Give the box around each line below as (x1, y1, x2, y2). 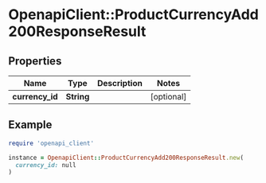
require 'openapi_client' (8, 139, 94, 147)
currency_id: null (15, 161, 77, 169)
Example (8, 118, 53, 132)
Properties (8, 54, 62, 68)
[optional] (150, 91, 187, 102)
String (65, 91, 90, 102)
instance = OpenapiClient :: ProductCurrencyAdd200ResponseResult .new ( (8, 154, 244, 162)
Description (96, 78, 143, 88)
